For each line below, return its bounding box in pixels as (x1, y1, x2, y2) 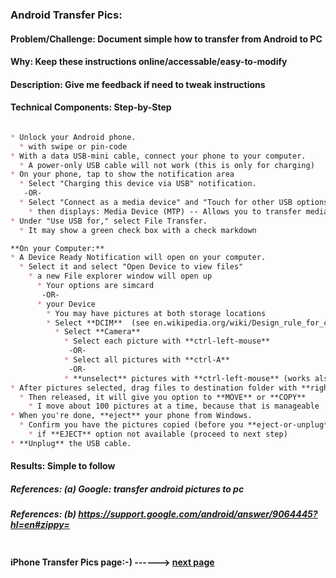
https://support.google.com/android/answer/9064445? (78, 508, 318, 520)
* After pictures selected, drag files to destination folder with (10, 383, 298, 393)
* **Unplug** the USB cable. (10, 438, 132, 448)
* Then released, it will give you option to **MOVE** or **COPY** (19, 392, 307, 402)
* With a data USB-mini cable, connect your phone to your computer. (10, 151, 307, 161)
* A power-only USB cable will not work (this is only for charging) (19, 160, 315, 170)
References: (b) (10, 508, 77, 520)
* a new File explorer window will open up (28, 271, 213, 282)
